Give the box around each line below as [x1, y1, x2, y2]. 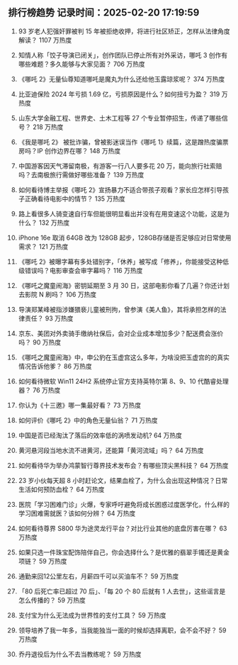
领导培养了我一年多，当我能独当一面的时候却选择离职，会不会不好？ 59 [18, 626, 227, 635]
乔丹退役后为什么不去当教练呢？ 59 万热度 [18, 649, 142, 658]
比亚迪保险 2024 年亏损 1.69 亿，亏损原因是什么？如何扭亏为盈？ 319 [18, 89, 220, 98]
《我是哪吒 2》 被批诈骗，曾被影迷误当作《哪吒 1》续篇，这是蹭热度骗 [18, 138, 222, 146]
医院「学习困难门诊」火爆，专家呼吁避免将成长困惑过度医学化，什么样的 [18, 500, 229, 508]
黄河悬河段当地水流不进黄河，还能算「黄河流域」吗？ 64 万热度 [18, 446, 204, 454]
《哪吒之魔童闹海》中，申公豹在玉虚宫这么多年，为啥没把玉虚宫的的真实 [18, 353, 229, 362]
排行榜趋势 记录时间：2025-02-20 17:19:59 [8, 6, 200, 19]
